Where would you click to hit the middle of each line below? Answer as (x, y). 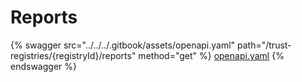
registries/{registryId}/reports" (73, 55)
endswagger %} (43, 66)
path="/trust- (264, 45)
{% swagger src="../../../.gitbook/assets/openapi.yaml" (123, 45)
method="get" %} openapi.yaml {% (211, 55)
